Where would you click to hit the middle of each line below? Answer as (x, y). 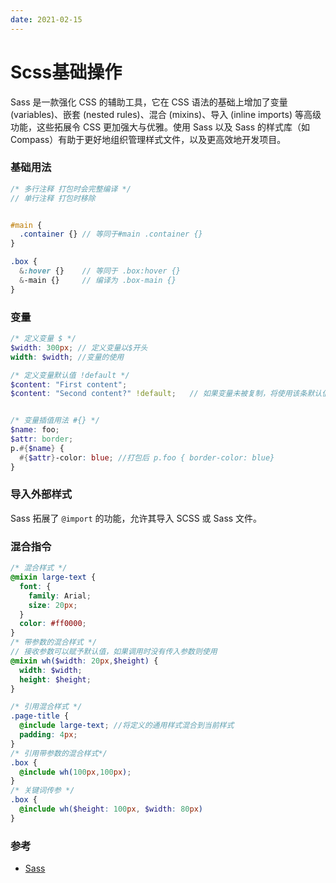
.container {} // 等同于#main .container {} (111, 234)
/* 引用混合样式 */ (46, 707)
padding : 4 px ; (48, 735)
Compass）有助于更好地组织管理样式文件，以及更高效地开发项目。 (148, 139)
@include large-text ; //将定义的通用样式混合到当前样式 (127, 726)
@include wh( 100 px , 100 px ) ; (75, 772)
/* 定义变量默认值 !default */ (70, 375)
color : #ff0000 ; (53, 624)
